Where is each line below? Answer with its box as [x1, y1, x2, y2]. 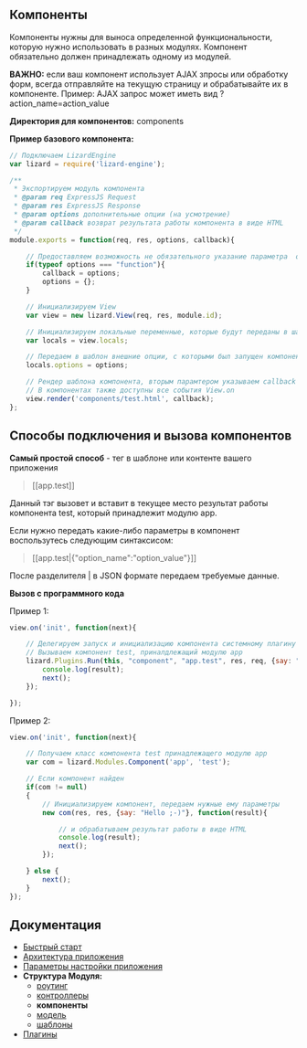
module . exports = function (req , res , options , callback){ [9, 235, 235, 245]
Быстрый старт [22, 941, 82, 953]
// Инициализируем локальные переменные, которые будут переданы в [26, 327, 288, 336]
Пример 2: [9, 715, 51, 725]
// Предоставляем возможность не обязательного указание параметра [26, 251, 288, 261]
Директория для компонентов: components [9, 115, 185, 126]
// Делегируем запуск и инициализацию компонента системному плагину [26, 640, 297, 649]
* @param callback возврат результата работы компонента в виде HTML [13, 218, 284, 228]
